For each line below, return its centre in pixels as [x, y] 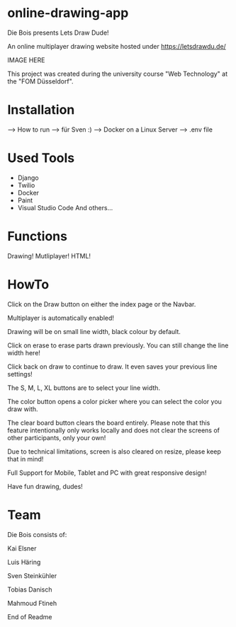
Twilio [26, 185]
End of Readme [30, 616]
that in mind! [26, 459]
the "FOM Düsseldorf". [40, 81]
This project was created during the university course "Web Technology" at [118, 74]
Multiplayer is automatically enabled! [61, 318]
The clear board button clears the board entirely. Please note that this [109, 422]
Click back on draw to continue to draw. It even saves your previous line [112, 367]
